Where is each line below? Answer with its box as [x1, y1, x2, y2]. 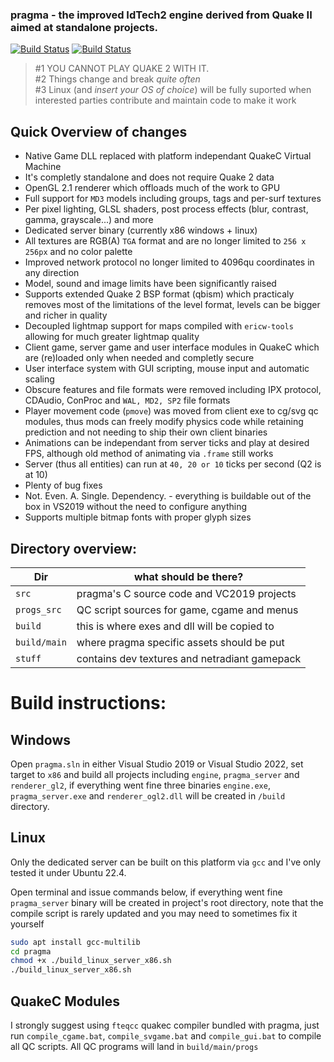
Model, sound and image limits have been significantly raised [24, 278, 277, 290]
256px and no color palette [24, 246, 133, 258]
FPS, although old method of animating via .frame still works [24, 448, 274, 460]
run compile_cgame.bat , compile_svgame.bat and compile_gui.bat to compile [10, 1030, 322, 1042]
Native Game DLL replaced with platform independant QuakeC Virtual [24, 150, 312, 162]
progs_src [15, 604, 62, 615]
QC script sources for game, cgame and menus [76, 603, 299, 617]
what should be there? [133, 569, 244, 583]
